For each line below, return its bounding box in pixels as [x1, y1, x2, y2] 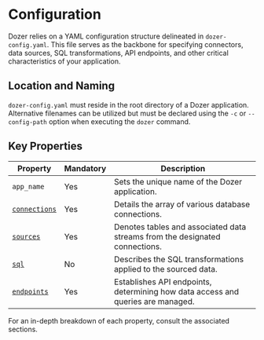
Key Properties [8, 140, 82, 153]
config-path [8, 118, 47, 126]
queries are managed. [113, 296, 195, 307]
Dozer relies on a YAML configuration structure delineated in [8, 31, 204, 41]
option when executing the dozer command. [48, 116, 191, 126]
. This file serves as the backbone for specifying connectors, [46, 39, 244, 49]
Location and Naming [8, 79, 115, 93]
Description [160, 163, 206, 174]
